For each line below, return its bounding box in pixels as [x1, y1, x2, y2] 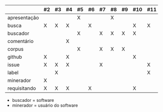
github [7, 54, 22, 60]
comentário [7, 38, 34, 44]
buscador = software [12, 98, 54, 103]
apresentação [7, 14, 39, 21]
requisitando [7, 85, 36, 91]
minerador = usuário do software [12, 102, 79, 108]
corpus [7, 46, 24, 52]
